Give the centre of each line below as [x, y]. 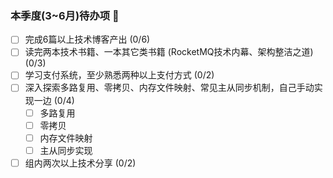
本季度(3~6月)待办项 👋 [65, 15]
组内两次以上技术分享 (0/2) [80, 163]
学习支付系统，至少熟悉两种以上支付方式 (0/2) [119, 75]
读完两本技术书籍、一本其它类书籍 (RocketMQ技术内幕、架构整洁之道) [169, 52]
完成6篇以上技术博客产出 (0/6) [87, 39]
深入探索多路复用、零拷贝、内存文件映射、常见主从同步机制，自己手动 [169, 88]
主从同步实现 [66, 150]
